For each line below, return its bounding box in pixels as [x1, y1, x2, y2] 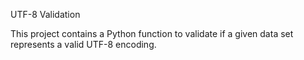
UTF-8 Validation [10, 9, 81, 20]
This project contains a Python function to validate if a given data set [10, 28, 294, 39]
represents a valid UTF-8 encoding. [10, 39, 157, 50]
